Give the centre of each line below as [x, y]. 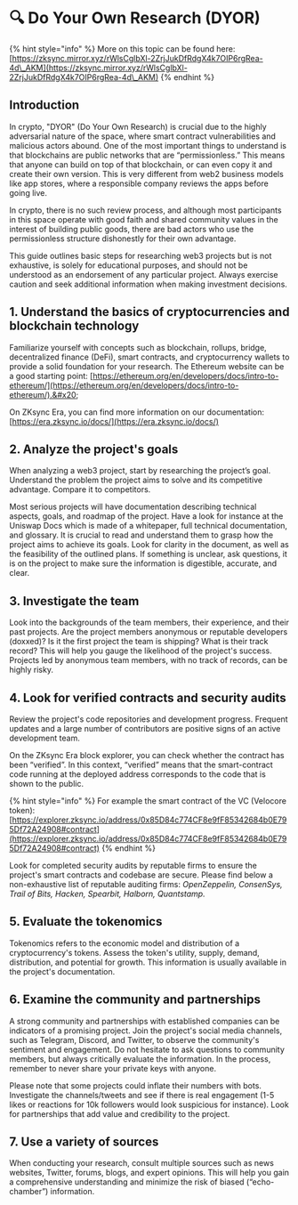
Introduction [44, 105]
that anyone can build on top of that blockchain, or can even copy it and [141, 164]
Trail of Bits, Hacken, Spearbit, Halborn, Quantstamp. [108, 894]
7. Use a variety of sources [84, 1142]
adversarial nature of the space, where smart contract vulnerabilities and [142, 136]
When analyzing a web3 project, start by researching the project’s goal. [140, 471]
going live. [28, 192]
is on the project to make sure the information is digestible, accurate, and [143, 563]
